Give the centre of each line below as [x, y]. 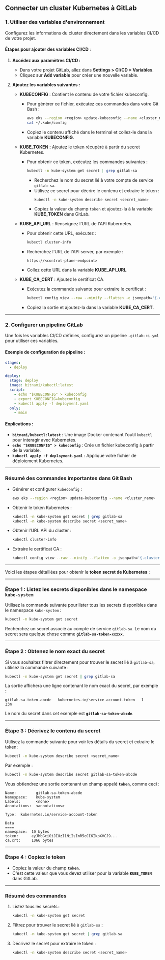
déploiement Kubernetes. [38, 461]
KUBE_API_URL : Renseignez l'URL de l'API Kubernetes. [76, 224]
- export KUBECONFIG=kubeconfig [47, 399]
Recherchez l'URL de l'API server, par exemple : [75, 252]
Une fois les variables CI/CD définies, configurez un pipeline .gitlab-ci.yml [82, 336]
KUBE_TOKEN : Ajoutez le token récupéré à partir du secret [80, 147]
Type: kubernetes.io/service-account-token [51, 814]
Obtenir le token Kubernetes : [42, 508]
